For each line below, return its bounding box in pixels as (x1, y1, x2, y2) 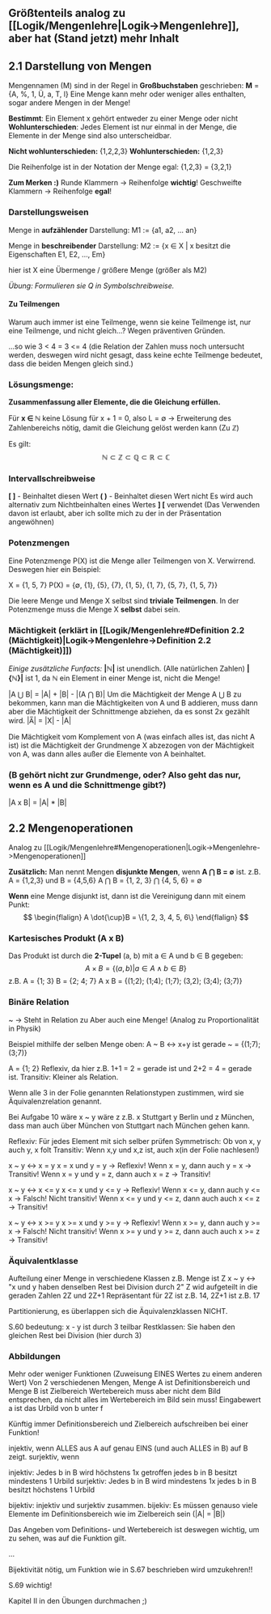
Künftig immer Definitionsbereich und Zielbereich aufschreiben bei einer (8, 1419, 248, 1429)
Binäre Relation (8, 997, 70, 1008)
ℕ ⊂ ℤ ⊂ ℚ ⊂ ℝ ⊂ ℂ (102, 452, 170, 462)
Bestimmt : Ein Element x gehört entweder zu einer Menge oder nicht (8, 113, 239, 124)
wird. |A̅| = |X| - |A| (8, 715, 71, 725)
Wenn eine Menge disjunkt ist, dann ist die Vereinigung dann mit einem (8, 892, 246, 900)
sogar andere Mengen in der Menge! (8, 98, 131, 108)
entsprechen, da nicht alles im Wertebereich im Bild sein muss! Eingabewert (8, 1395, 261, 1404)
